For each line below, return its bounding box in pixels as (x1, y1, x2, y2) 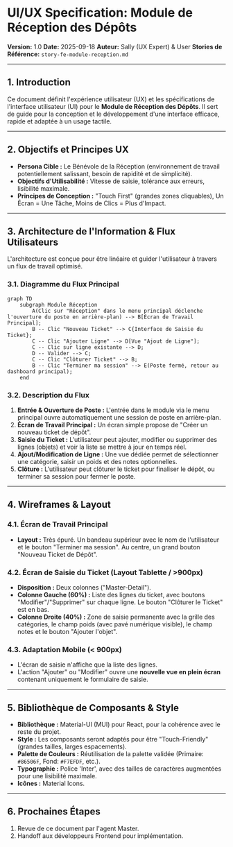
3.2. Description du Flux (7, 390, 90, 400)
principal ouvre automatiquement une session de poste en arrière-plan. (17, 413, 221, 421)
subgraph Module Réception (19, 301, 98, 308)
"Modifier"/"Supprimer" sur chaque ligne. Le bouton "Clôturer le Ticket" (17, 598, 223, 606)
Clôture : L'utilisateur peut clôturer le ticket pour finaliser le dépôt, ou (17, 465, 215, 473)
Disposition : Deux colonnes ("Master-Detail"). (17, 583, 151, 591)
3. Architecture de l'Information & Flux (7, 225, 175, 237)
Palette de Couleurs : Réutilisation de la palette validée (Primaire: (17, 750, 204, 758)
